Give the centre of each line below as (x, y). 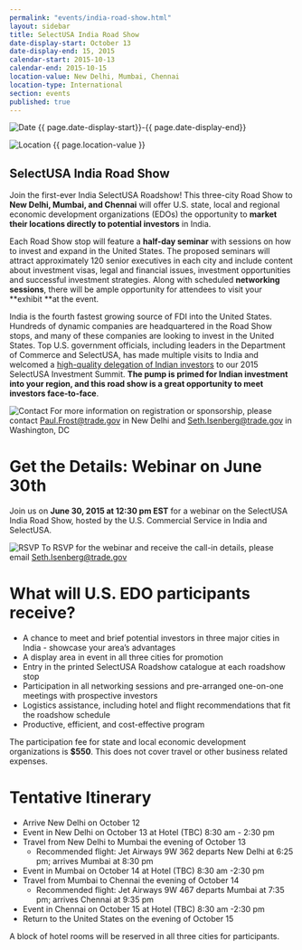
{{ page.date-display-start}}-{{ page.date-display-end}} (142, 127)
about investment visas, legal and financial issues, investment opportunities (150, 270)
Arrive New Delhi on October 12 (81, 823)
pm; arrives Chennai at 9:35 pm (95, 899)
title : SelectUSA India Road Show (75, 34)
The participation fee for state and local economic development (128, 742)
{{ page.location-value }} (99, 145)
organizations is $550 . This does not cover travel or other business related (148, 752)
